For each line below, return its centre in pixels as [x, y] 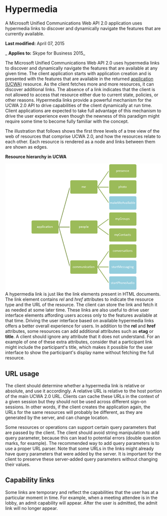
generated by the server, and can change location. [57, 418]
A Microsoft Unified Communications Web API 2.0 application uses [74, 23]
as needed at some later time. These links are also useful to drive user [77, 310]
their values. [18, 464]
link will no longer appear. [32, 508]
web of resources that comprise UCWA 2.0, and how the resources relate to [83, 136]
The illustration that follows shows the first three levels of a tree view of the [83, 131]
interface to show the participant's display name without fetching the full [80, 353]
